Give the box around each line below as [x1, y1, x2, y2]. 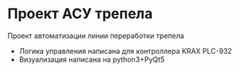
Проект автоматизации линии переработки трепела [7, 31, 184, 40]
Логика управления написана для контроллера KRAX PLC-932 [18, 46, 232, 55]
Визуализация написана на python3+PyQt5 [18, 55, 165, 64]
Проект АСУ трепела [7, 5, 153, 23]
